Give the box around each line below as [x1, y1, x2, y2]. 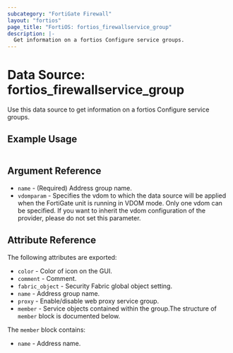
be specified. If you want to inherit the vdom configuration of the [17, 206, 206, 215]
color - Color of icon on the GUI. [17, 266, 113, 275]
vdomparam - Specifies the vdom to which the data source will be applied [17, 191, 227, 200]
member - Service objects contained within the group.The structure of [17, 304, 217, 313]
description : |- [7, 30, 55, 37]
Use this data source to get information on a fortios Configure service [7, 105, 210, 114]
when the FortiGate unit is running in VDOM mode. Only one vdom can [17, 198, 222, 207]
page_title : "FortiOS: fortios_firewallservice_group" [7, 23, 172, 30]
